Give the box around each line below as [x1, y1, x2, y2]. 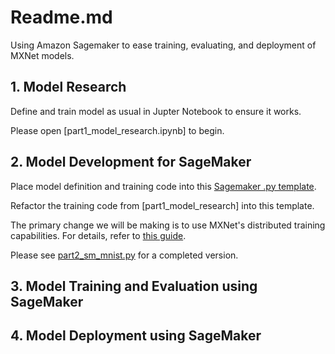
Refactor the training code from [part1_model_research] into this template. [10, 199, 315, 211]
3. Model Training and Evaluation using [10, 277, 258, 295]
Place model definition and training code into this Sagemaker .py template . [10, 180, 317, 192]
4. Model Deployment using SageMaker [10, 327, 262, 345]
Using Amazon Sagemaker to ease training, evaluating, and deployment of [10, 39, 317, 51]
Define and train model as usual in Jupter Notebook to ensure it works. [10, 105, 302, 117]
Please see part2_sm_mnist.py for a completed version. [10, 249, 239, 261]
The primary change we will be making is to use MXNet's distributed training [10, 219, 326, 231]
